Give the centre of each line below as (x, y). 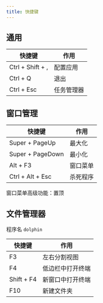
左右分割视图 (61, 257)
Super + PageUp (32, 143)
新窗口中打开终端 (67, 280)
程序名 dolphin (25, 229)
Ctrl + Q (20, 79)
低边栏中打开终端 (67, 269)
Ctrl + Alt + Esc (31, 176)
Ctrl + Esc (23, 89)
